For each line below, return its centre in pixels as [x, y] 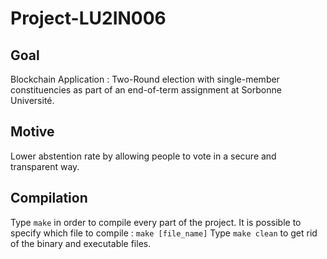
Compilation [49, 198]
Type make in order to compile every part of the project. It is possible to [156, 222]
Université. [32, 100]
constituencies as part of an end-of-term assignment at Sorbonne [146, 90]
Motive [32, 132]
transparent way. [45, 166]
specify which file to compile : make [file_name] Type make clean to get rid [164, 233]
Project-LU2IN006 [88, 18]
